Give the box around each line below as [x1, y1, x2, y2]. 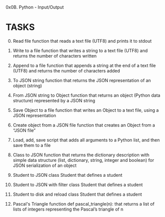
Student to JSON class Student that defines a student [12, 172, 123, 178]
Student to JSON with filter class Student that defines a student [12, 181, 143, 188]
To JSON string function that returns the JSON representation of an [12, 77, 151, 83]
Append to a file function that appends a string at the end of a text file [12, 62, 156, 69]
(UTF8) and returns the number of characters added [12, 68, 120, 73]
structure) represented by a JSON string [12, 97, 95, 103]
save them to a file [12, 142, 51, 148]
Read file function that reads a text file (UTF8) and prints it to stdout [12, 38, 152, 44]
